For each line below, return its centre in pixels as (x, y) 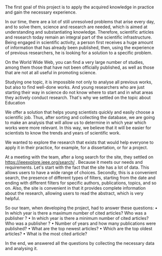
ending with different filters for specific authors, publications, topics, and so (81, 183)
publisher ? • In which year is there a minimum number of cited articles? (77, 218)
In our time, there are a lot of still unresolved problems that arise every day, (80, 22)
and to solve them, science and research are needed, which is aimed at (76, 27)
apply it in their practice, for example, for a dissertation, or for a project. (76, 148)
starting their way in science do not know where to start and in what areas (79, 92)
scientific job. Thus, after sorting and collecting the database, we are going (80, 117)
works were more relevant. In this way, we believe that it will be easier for (78, 128)
